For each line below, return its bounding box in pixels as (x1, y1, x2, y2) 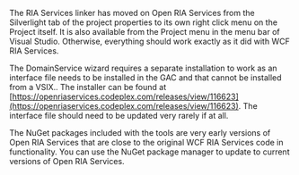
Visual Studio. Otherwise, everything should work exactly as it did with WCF (9, 36, 290, 46)
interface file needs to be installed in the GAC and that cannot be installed (9, 72, 282, 83)
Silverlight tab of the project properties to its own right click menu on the (9, 17, 278, 28)
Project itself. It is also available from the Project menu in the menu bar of (9, 27, 280, 37)
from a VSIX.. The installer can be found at (9, 82, 167, 92)
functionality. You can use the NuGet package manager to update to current (9, 146, 290, 157)
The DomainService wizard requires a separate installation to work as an (9, 62, 277, 73)
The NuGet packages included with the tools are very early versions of (9, 128, 271, 137)
